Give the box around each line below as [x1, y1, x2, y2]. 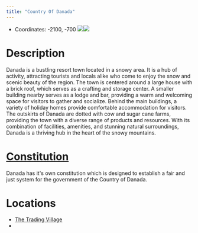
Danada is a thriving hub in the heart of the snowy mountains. [6, 129, 157, 136]
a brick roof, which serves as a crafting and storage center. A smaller [6, 85, 174, 92]
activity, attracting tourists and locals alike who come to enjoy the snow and [6, 72, 191, 79]
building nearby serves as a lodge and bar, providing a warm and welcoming [6, 91, 193, 98]
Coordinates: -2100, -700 [14, 25, 76, 33]
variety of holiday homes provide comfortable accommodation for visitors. [6, 104, 187, 111]
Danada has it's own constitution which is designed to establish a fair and [6, 170, 185, 177]
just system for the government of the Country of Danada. [6, 175, 148, 183]
